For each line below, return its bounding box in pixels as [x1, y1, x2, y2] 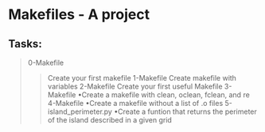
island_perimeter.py [47, 107, 113, 116]
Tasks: [8, 37, 42, 51]
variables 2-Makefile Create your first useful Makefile [47, 81, 223, 91]
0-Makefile [27, 58, 64, 67]
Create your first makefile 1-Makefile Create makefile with [47, 74, 237, 82]
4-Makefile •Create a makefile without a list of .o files [47, 99, 224, 107]
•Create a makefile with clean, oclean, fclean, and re [77, 90, 251, 100]
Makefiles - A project [8, 6, 150, 24]
